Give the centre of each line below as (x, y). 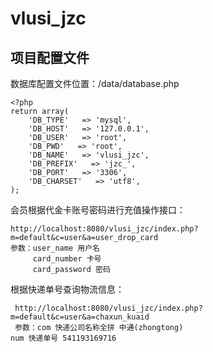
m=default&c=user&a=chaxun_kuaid (80, 317)
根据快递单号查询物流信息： (67, 289)
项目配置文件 (50, 57)
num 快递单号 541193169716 (63, 338)
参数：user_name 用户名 (55, 248)
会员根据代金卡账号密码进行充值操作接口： (98, 210)
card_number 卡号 (67, 259)
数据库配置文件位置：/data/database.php (95, 83)
